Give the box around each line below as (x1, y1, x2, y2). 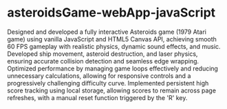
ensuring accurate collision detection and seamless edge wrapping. (7, 57, 199, 65)
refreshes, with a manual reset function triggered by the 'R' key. (7, 93, 188, 101)
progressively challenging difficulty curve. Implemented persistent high (7, 79, 209, 87)
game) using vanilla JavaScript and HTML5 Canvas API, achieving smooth (7, 34, 217, 43)
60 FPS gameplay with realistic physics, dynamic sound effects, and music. (7, 42, 221, 50)
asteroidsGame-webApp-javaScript (7, 5, 216, 21)
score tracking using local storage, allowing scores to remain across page (7, 86, 217, 95)
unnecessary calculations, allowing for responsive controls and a (7, 71, 191, 80)
